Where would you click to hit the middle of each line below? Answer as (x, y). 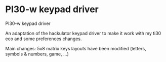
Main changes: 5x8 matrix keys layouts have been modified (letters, (76, 48)
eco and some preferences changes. (44, 39)
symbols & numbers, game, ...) (37, 54)
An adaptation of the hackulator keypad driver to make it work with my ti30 (83, 33)
